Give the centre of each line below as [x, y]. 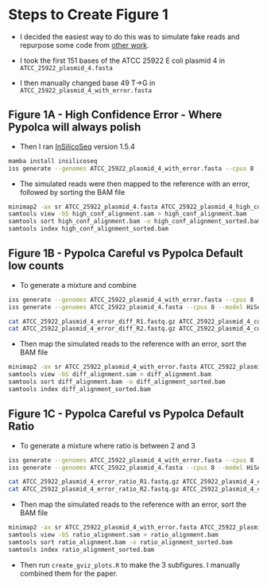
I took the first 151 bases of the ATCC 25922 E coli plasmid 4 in [122, 60]
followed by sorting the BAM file [72, 192]
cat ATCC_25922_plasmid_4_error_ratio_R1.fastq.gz [94, 482]
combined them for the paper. [68, 573]
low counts [36, 266]
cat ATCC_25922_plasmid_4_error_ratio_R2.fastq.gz [94, 489]
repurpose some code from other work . [84, 45]
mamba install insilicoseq [53, 161]
